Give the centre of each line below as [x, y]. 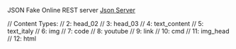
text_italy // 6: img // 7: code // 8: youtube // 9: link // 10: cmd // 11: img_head [118, 31]
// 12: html [22, 38]
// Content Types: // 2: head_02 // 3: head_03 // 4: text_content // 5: [106, 23]
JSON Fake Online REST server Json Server [72, 10]
